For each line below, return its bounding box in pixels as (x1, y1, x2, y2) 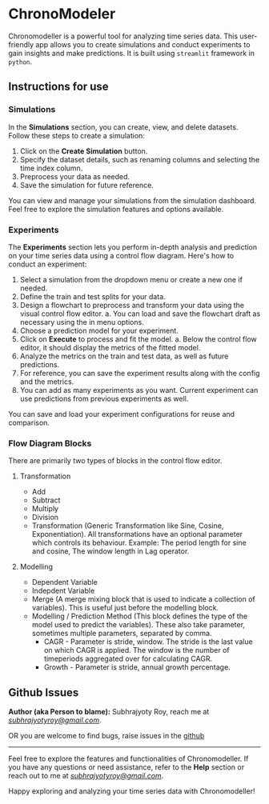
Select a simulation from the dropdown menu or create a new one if (19, 274, 243, 284)
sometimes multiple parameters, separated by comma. (31, 629, 212, 638)
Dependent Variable (31, 578, 98, 587)
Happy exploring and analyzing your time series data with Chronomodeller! (8, 786, 255, 796)
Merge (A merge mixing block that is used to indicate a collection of (31, 594, 255, 604)
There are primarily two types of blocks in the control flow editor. (8, 456, 223, 466)
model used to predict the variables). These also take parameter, (31, 620, 246, 630)
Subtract (31, 495, 61, 505)
